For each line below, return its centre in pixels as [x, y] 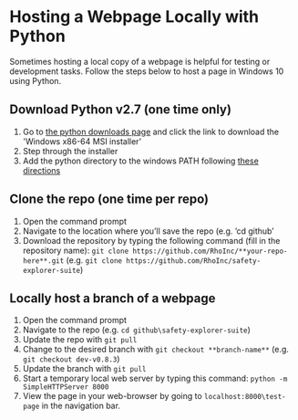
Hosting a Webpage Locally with [134, 17]
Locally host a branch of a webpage [113, 298]
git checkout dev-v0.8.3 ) [71, 359]
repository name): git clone [76, 250]
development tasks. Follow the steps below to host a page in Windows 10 [147, 71]
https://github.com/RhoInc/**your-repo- [210, 251]
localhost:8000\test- [245, 397]
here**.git [43, 261]
